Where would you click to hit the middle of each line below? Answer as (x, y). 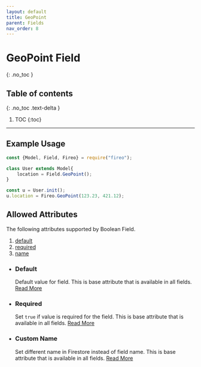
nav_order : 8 (22, 28)
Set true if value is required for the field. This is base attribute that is (99, 317)
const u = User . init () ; (36, 190)
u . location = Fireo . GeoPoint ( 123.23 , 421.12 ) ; (65, 196)
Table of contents (39, 93)
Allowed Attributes (42, 215)
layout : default (26, 12)
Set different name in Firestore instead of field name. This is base (95, 351)
